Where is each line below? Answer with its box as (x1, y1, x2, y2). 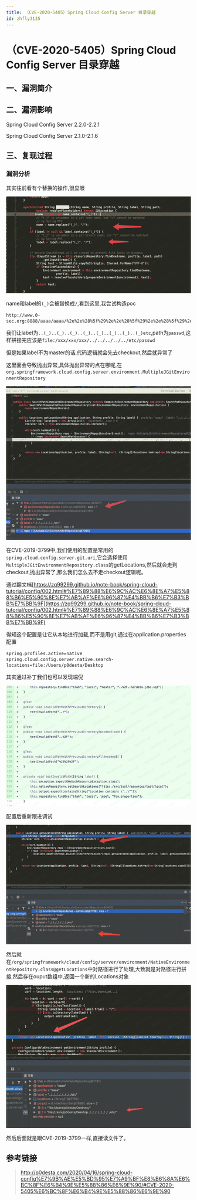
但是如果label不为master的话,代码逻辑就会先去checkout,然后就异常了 (6, 349, 173, 356)
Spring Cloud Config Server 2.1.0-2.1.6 (6, 132, 98, 139)
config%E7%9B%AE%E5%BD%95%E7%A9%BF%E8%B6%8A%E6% (20, 1175, 191, 1182)
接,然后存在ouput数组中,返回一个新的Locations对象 (6, 973, 129, 980)
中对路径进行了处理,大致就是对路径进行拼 (87, 965, 186, 973)
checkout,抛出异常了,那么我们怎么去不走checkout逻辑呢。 (6, 568, 147, 575)
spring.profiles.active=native (6, 650, 83, 656)
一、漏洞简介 (6, 83, 53, 93)
